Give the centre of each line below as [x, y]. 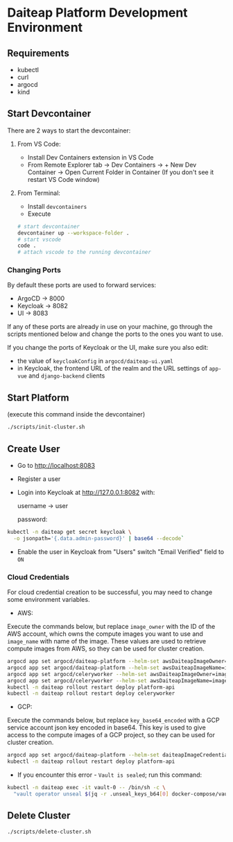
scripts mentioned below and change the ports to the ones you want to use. [115, 334]
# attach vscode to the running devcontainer [84, 252]
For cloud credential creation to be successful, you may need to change [110, 592]
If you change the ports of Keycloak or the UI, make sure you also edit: [108, 348]
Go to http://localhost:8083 [56, 465]
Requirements [38, 53]
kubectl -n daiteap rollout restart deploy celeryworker [91, 693]
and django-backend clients [67, 376]
